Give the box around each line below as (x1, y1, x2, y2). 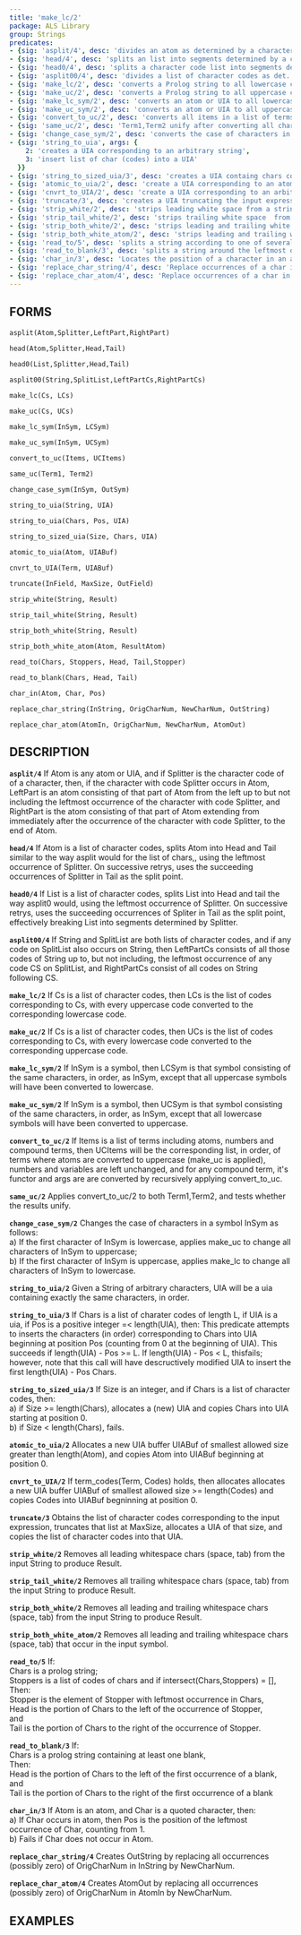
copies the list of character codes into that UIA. (9, 1531, 184, 1542)
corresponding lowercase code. (9, 1009, 127, 1019)
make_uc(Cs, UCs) (9, 407, 74, 416)
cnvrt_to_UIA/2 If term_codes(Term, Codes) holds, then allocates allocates (9, 1475, 286, 1487)
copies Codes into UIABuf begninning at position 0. (9, 1495, 199, 1506)
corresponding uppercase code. (9, 1045, 128, 1056)
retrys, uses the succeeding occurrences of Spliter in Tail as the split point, (9, 907, 286, 918)
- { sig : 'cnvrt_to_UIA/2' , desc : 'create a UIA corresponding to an (9, 188, 271, 197)
